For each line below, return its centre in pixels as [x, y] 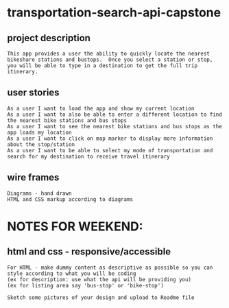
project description [49, 38]
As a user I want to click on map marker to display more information [110, 139]
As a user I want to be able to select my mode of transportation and [110, 150]
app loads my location [39, 132]
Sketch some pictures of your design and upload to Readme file [101, 297]
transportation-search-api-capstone [114, 13]
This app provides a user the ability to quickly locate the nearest [109, 54]
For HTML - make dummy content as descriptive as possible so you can [110, 268]
